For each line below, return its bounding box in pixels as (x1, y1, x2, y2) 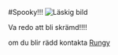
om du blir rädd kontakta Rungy (8, 38, 110, 47)
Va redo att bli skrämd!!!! (8, 23, 88, 31)
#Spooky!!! (8, 8, 43, 16)
